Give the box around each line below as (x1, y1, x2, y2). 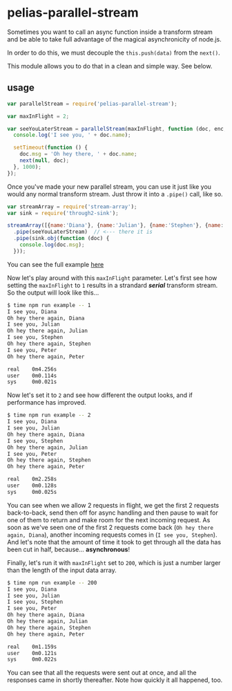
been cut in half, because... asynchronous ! (7, 545, 130, 553)
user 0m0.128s (7, 482, 57, 489)
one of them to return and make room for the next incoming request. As (7, 515, 211, 524)
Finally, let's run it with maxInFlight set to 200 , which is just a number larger (7, 558, 221, 566)
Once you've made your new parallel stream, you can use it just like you (7, 182, 212, 191)
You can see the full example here (7, 260, 104, 268)
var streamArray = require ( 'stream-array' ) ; (7, 203, 137, 210)
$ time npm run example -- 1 (7, 302, 91, 308)
